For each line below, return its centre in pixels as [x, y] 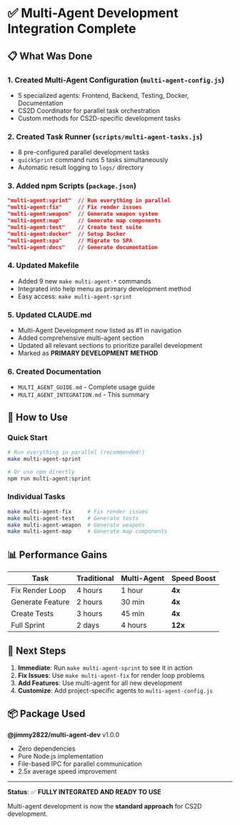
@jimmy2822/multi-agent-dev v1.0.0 [64, 734]
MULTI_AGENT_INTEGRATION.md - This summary [84, 395]
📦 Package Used [46, 714]
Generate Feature [40, 602]
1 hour [132, 591]
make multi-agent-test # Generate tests [73, 518]
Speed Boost [194, 579]
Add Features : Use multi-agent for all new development [100, 683]
